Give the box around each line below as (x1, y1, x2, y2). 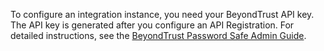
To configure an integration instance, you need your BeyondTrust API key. (10, 9, 315, 20)
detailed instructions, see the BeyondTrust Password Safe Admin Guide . (10, 30, 307, 41)
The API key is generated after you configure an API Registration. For (10, 19, 295, 31)
